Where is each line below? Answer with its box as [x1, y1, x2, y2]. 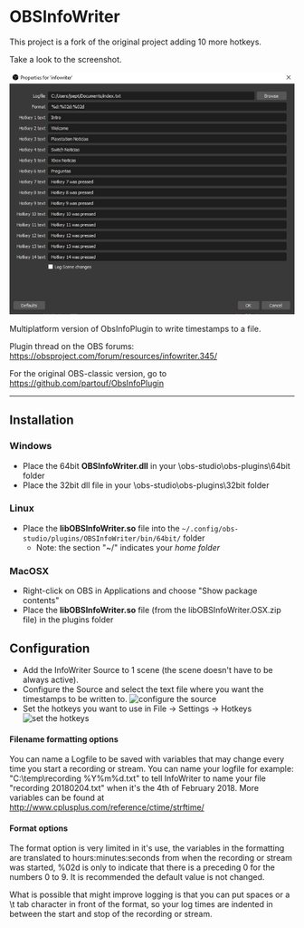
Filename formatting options [9, 733, 119, 745]
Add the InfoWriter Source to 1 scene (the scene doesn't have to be [22, 664, 273, 675]
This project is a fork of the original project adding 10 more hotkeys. [9, 36, 262, 47]
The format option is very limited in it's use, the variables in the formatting [9, 843, 285, 854]
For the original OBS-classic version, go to [9, 367, 167, 378]
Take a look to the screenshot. [9, 54, 122, 64]
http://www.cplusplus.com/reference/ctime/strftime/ [9, 802, 205, 813]
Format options [9, 823, 69, 834]
